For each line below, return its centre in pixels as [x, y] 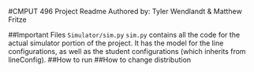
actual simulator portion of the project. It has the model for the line [116, 43]
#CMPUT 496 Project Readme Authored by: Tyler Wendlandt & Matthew [125, 11]
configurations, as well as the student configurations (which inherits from [127, 51]
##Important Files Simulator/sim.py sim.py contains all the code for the [124, 35]
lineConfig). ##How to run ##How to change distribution [100, 59]
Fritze [17, 20]
